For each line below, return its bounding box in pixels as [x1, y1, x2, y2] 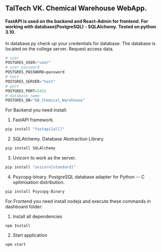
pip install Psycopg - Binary [5, 189, 65, 194]
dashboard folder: [5, 203, 43, 209]
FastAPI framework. [12, 117, 54, 123]
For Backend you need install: [5, 107, 68, 113]
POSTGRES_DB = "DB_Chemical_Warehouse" [5, 98, 85, 103]
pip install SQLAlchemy [5, 146, 56, 151]
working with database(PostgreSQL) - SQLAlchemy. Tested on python [5, 23, 156, 29]
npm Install [5, 223, 30, 228]
